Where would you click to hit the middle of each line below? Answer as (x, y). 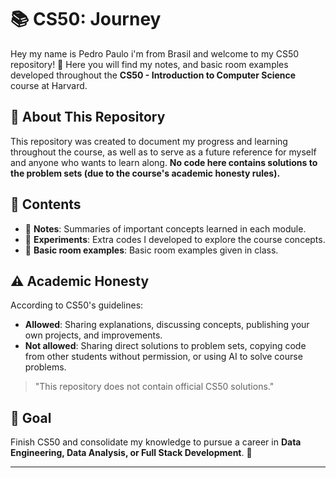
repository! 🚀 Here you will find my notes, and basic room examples (149, 64)
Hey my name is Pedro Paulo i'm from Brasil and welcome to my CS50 (155, 53)
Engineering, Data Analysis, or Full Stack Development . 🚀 (131, 453)
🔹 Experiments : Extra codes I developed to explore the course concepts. (175, 239)
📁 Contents (46, 204)
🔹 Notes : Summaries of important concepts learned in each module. (165, 228)
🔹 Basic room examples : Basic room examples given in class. (151, 250)
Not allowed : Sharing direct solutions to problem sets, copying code (165, 346)
